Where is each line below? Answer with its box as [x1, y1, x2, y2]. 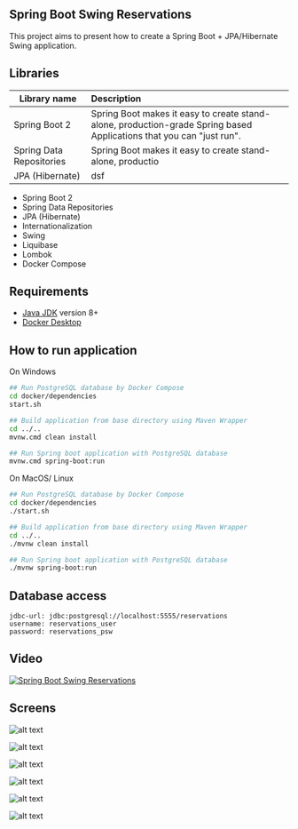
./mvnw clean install [9, 539, 90, 548]
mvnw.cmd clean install [9, 433, 98, 442]
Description [90, 92, 142, 105]
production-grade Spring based [118, 118, 253, 131]
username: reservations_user [9, 619, 117, 629]
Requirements [9, 284, 89, 299]
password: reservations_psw [9, 627, 114, 636]
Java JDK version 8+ [21, 307, 99, 318]
